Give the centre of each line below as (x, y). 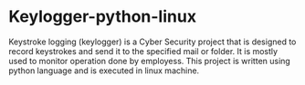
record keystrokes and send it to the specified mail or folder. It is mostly (143, 51)
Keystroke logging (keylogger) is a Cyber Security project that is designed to (152, 42)
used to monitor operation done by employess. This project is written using (150, 61)
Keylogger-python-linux (103, 17)
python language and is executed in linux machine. (104, 71)
